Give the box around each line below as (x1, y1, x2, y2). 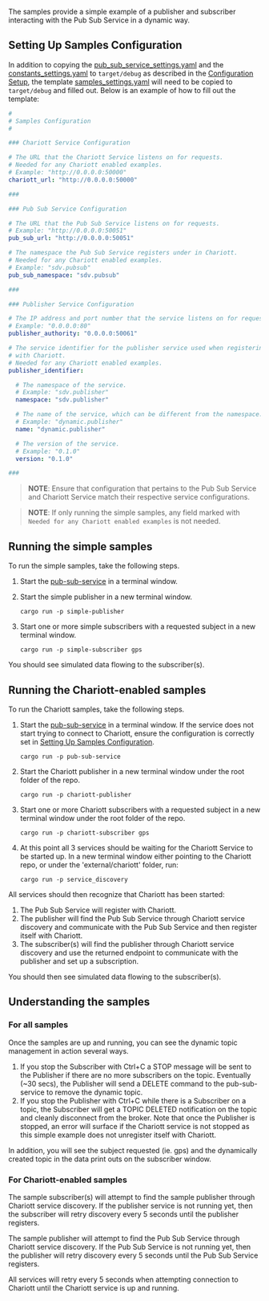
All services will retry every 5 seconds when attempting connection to (8, 1274, 239, 1284)
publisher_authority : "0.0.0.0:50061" (8, 329, 138, 338)
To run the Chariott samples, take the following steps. (8, 704, 185, 714)
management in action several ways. (8, 1046, 130, 1055)
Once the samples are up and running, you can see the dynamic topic (8, 1038, 238, 1047)
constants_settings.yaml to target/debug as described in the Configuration (8, 68, 254, 78)
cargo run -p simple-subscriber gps (19, 646, 143, 654)
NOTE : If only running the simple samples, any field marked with (27, 508, 240, 517)
